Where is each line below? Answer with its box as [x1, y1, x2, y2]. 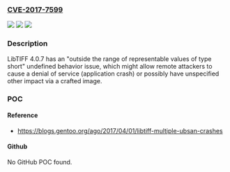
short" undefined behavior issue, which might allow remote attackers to [7, 62, 213, 70]
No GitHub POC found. [7, 157, 72, 166]
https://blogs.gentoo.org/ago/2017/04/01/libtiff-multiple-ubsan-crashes [17, 126, 223, 135]
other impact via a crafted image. [7, 76, 102, 85]
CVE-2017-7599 [7, 5, 63, 15]
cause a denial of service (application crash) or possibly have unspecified [7, 69, 220, 78]
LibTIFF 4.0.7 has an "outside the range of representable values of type [7, 54, 212, 63]
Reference [7, 111, 38, 119]
